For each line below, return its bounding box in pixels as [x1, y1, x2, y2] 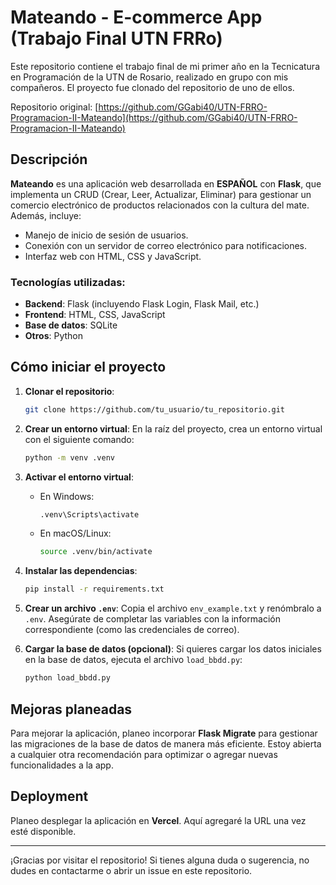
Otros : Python [24, 330, 84, 342]
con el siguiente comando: [24, 433, 135, 445]
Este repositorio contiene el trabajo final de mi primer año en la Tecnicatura [10, 60, 321, 72]
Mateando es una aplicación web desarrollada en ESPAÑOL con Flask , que [10, 177, 322, 190]
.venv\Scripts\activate [39, 509, 140, 520]
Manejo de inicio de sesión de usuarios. [24, 229, 189, 241]
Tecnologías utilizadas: [10, 275, 126, 289]
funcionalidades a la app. [10, 759, 114, 771]
